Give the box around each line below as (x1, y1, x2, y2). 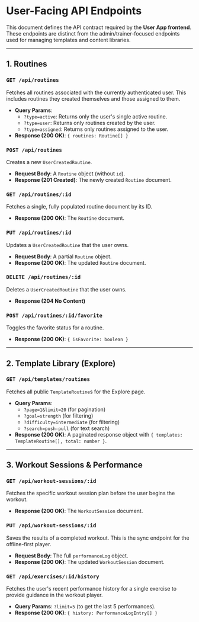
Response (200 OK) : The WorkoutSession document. (14, 508, 143, 515)
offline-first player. (6, 540, 52, 547)
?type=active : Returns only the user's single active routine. (23, 113, 168, 120)
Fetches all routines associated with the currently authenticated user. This (6, 89, 187, 96)
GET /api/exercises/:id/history (6, 573, 99, 580)
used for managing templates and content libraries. (6, 36, 131, 43)
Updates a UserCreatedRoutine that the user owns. (6, 241, 129, 248)
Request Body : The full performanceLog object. (14, 552, 129, 559)
